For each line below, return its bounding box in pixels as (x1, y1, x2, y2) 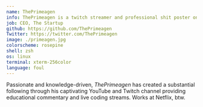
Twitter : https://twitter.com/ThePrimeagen (6, 31, 118, 37)
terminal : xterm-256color (6, 59, 71, 65)
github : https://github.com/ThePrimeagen (6, 25, 112, 32)
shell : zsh (6, 48, 34, 54)
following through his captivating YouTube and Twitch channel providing (6, 88, 186, 95)
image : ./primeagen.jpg (6, 37, 66, 43)
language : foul (6, 64, 45, 71)
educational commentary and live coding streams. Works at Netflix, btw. (6, 94, 185, 101)
